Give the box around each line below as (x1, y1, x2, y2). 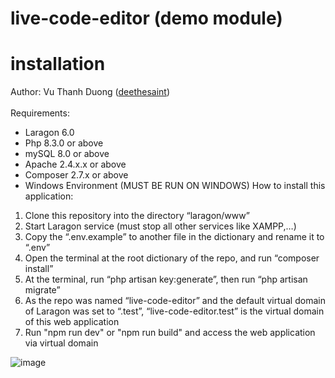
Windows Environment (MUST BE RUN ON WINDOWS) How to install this (24, 180, 326, 192)
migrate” (24, 284, 61, 296)
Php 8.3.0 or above (24, 137, 104, 149)
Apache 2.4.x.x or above (24, 158, 127, 171)
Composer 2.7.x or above (24, 169, 129, 181)
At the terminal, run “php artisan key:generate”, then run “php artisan (24, 273, 308, 286)
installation (10, 53, 106, 76)
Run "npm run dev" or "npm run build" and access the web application (24, 327, 316, 339)
